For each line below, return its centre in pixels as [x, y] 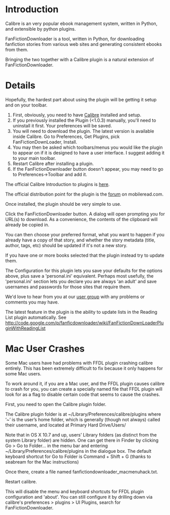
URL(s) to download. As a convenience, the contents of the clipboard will [81, 219]
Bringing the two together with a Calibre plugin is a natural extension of [80, 59]
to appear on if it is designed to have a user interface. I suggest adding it [89, 153]
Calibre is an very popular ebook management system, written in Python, [81, 23]
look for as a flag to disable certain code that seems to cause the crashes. [83, 394]
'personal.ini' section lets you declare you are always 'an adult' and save [81, 281]
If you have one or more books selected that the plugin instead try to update [85, 255]
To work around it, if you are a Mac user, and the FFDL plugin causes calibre [85, 384]
